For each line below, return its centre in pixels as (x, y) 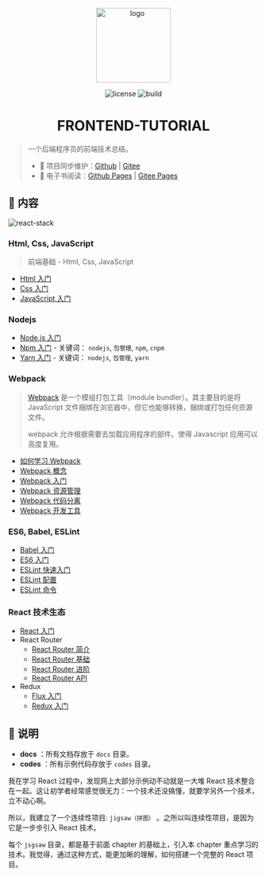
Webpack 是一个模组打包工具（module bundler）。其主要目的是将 (134, 397)
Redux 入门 (50, 706)
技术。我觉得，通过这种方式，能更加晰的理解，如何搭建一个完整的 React (126, 855)
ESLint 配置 (38, 579)
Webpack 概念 (43, 471)
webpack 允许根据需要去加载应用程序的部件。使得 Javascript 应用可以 (143, 434)
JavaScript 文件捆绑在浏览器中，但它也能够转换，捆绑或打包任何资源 (140, 407)
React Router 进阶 (61, 669)
